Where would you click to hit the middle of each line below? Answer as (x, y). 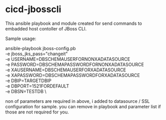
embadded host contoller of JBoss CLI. (46, 28)
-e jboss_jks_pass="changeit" (37, 54)
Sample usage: (21, 38)
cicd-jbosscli (33, 9)
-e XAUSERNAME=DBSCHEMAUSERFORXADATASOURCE (66, 70)
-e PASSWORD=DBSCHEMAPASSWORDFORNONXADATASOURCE (75, 64)
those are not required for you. (37, 112)
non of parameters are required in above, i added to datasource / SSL (78, 101)
